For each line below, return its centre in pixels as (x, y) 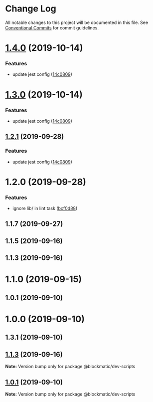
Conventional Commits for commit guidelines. (52, 27)
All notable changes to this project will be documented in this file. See (77, 22)
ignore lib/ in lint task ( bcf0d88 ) (45, 208)
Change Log (31, 9)
